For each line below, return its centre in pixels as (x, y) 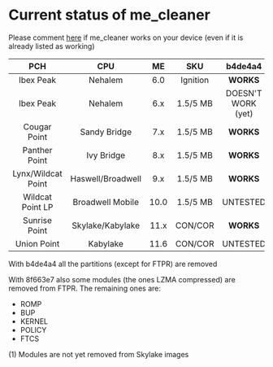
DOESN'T (244, 93)
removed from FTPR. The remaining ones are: (84, 288)
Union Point (37, 243)
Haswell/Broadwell (106, 178)
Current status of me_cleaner (110, 15)
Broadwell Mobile (106, 202)
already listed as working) (52, 46)
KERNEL (34, 321)
